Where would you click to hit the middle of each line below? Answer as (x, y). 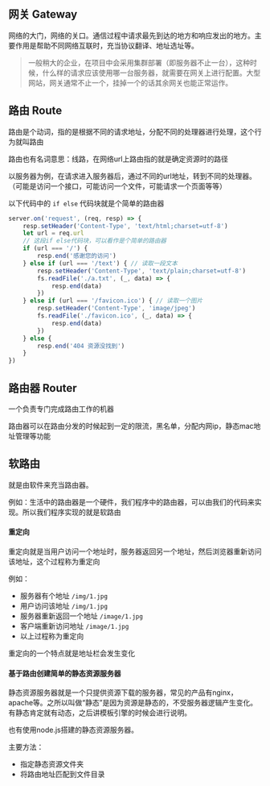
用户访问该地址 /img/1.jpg (64, 605)
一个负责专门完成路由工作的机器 (61, 409)
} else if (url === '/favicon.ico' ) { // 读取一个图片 (113, 301)
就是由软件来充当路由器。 (51, 484)
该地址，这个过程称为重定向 (54, 561)
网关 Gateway (43, 15)
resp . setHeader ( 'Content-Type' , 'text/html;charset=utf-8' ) (125, 226)
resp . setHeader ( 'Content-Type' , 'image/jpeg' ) (117, 309)
